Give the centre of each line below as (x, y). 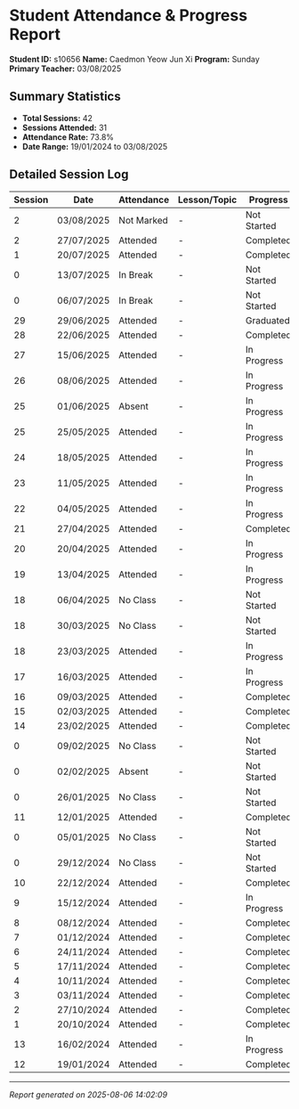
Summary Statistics (65, 97)
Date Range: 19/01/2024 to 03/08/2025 (95, 146)
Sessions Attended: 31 (65, 127)
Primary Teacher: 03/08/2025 (65, 69)
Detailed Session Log (69, 175)
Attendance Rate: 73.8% (68, 137)
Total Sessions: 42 (57, 118)
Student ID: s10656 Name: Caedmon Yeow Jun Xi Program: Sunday (134, 59)
